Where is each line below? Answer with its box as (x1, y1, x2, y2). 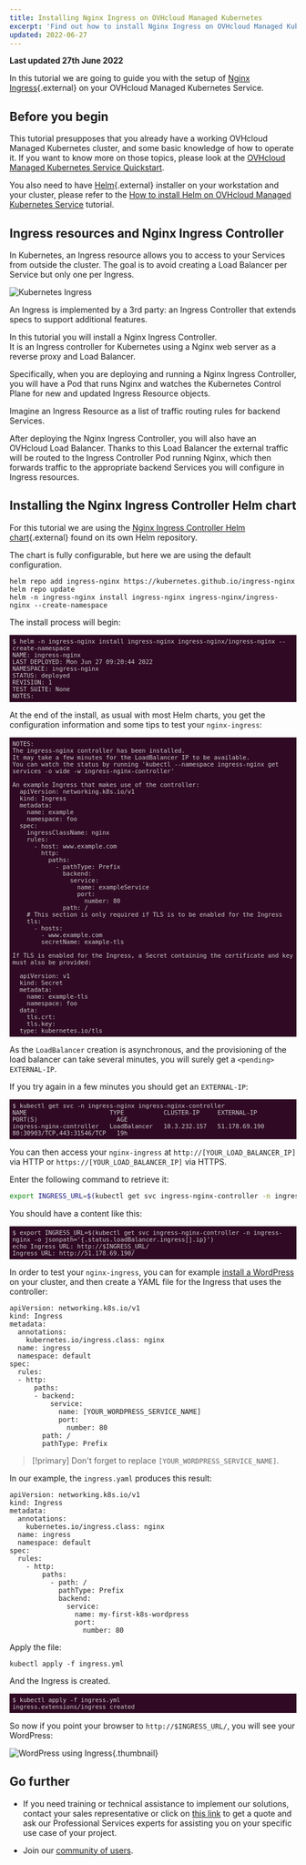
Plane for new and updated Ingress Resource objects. (9, 388, 211, 399)
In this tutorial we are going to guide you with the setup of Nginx (9, 73, 250, 84)
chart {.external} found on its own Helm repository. (9, 532, 199, 543)
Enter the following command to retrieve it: (9, 1174, 169, 1185)
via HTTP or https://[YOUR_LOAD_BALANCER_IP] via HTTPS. (9, 1156, 228, 1167)
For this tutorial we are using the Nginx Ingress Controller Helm (9, 522, 246, 533)
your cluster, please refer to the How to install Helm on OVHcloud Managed (9, 189, 291, 200)
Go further (9, 1774, 70, 1789)
